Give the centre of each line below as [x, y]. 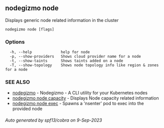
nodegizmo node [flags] [30, 29]
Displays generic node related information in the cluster [62, 20]
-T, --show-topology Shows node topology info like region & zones [84, 65]
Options [15, 42]
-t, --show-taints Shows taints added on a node [66, 61]
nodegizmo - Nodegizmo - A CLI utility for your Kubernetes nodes [80, 93]
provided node [27, 109]
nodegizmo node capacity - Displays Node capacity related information [85, 98]
